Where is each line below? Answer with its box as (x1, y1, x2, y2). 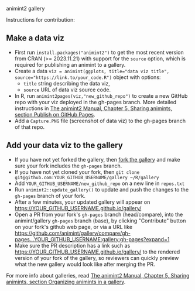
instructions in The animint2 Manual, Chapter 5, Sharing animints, (14, 105, 173, 112)
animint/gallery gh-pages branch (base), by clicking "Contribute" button (14, 217, 186, 224)
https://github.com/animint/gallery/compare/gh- (14, 230, 131, 237)
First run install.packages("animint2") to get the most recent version (14, 49, 184, 56)
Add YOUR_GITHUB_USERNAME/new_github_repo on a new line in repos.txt (14, 180, 185, 187)
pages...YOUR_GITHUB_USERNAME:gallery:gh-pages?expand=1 (14, 235, 170, 242)
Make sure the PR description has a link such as (14, 242, 131, 249)
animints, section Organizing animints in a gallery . (6, 278, 126, 285)
